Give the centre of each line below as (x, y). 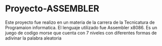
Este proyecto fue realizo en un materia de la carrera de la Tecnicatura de (80, 22)
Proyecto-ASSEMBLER (52, 9)
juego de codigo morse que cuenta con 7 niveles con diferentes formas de (81, 33)
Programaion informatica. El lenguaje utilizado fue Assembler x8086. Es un (81, 27)
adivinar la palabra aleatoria (33, 38)
